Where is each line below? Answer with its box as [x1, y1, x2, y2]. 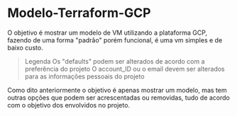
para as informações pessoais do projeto [24, 72, 145, 81]
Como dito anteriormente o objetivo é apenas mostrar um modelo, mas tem [7, 86, 227, 94]
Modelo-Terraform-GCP [7, 5, 151, 21]
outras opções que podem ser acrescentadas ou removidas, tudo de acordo [7, 93, 231, 102]
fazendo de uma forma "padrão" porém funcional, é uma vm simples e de [7, 35, 223, 44]
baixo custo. [7, 43, 44, 52]
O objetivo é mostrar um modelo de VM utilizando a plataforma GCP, [7, 28, 208, 37]
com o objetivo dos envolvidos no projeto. [7, 100, 130, 109]
